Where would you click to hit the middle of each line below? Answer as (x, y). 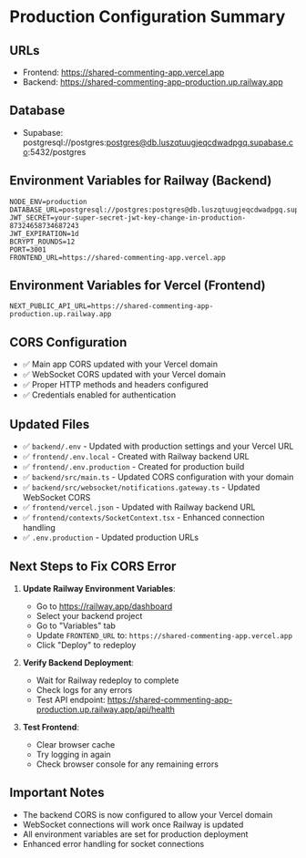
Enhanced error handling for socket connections (113, 843)
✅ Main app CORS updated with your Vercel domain (120, 364)
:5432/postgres (57, 151)
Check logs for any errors (84, 689)
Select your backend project (89, 615)
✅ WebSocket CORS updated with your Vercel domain (124, 375)
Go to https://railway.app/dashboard (104, 606)
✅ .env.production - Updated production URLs (110, 538)
